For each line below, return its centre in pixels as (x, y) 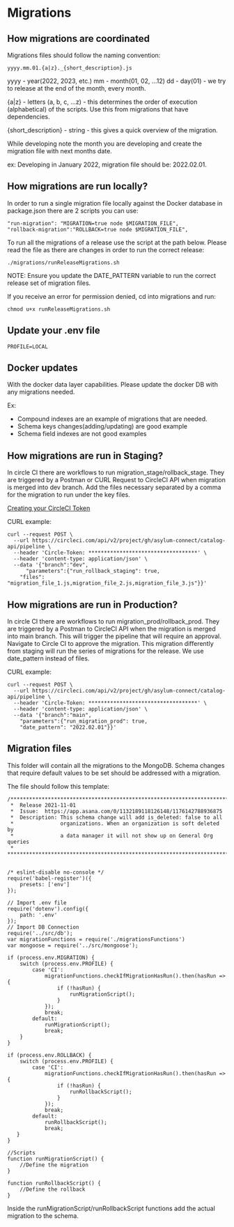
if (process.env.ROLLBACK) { (49, 1055)
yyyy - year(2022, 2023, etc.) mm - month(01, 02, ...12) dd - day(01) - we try (117, 81)
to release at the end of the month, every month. (77, 88)
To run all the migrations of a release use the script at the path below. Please (117, 242)
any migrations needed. (41, 392)
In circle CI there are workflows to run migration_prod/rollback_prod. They (114, 622)
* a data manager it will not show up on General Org (112, 835)
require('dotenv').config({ (48, 909)
